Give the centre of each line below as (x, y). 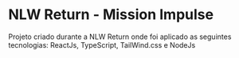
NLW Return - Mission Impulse (111, 15)
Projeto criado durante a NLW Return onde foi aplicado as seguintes (120, 37)
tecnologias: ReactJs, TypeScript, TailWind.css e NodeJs (102, 44)
